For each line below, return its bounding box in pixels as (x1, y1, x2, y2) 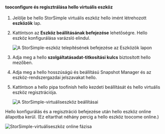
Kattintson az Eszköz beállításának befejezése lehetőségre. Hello (12, 30, 148, 36)
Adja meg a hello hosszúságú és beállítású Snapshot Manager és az (12, 69, 152, 75)
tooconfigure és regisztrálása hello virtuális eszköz (5, 4, 113, 10)
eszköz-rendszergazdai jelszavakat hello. (12, 74, 97, 80)
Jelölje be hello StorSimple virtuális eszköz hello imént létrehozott (12, 15, 147, 21)
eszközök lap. (12, 20, 42, 26)
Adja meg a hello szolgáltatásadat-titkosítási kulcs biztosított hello (12, 55, 151, 61)
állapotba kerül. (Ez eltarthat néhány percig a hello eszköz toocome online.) (5, 114, 160, 120)
